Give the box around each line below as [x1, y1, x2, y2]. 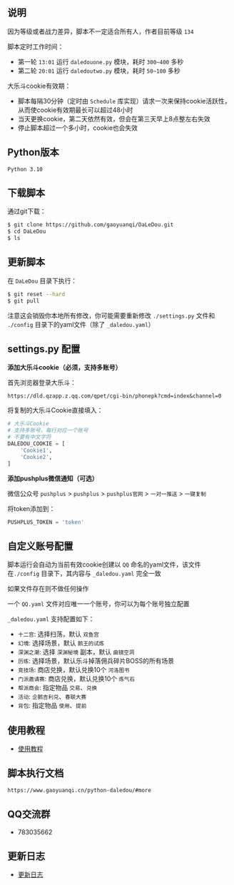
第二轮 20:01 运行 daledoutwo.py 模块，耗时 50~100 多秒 [17, 66, 180, 75]
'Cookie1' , [20, 447, 53, 454]
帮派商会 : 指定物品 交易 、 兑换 [17, 684, 98, 692]
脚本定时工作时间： [7, 42, 64, 51]
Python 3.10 [7, 166, 43, 173]
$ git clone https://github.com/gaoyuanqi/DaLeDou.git [7, 221, 174, 228]
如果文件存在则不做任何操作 [7, 585, 89, 593]
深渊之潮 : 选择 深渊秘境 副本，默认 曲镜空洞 [17, 648, 135, 657]
